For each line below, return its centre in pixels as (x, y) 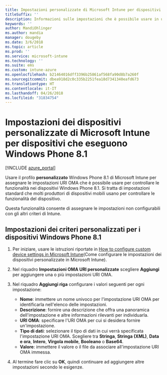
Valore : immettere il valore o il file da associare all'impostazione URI (89, 347)
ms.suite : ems (20, 65)
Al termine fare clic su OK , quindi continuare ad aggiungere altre (78, 362)
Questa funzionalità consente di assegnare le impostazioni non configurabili (83, 208)
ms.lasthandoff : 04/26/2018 (34, 93)
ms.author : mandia (24, 33)
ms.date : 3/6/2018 (24, 42)
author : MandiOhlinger (29, 28)
